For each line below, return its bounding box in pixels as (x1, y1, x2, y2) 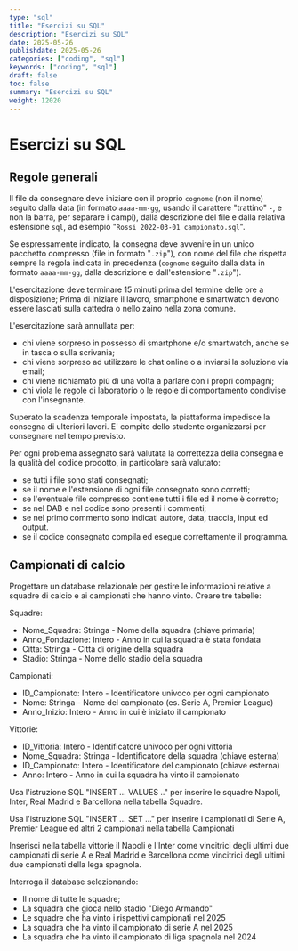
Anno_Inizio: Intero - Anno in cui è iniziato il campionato (21, 707, 227, 718)
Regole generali (9, 169, 98, 184)
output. (21, 522, 49, 532)
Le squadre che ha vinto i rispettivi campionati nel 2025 (21, 913, 227, 923)
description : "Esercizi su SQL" (9, 29, 129, 38)
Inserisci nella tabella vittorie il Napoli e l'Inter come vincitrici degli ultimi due (9, 841, 289, 851)
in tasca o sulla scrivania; (21, 347, 116, 358)
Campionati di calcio (9, 557, 125, 573)
